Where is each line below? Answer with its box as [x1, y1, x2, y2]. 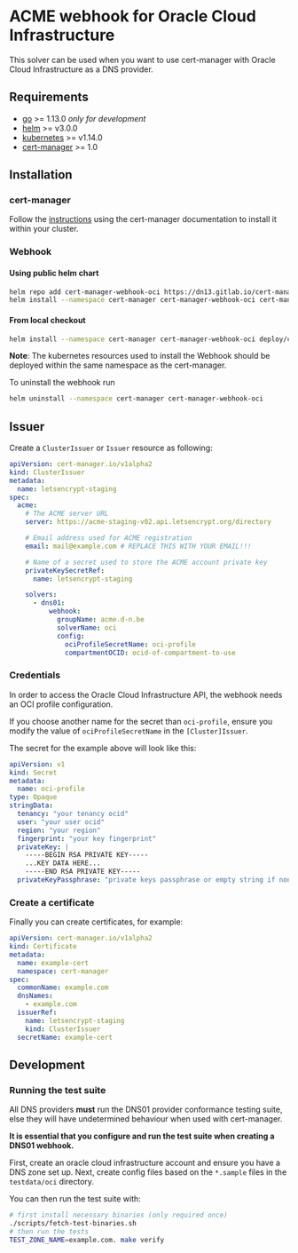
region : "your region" [17, 826, 101, 835]
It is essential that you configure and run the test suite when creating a [9, 1130, 275, 1142]
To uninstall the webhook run [9, 377, 115, 388]
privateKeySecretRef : [25, 566, 105, 575]
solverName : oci [56, 623, 117, 632]
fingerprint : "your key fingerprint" [17, 834, 157, 843]
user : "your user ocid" [17, 817, 105, 827]
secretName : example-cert [17, 1033, 114, 1042]
